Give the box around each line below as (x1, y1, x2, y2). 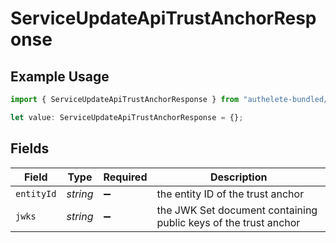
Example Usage (10, 68, 110, 85)
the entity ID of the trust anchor (156, 187, 305, 201)
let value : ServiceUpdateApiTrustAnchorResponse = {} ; (10, 112, 244, 122)
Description (210, 170, 268, 184)
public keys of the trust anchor (156, 215, 301, 229)
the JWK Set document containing (156, 203, 318, 217)
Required (103, 170, 148, 184)
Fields (10, 140, 50, 157)
